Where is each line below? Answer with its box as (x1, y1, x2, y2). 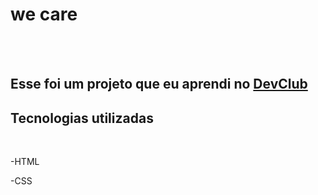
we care (10, 3, 78, 26)
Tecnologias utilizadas (10, 109, 154, 127)
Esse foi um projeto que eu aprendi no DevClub (10, 76, 308, 93)
